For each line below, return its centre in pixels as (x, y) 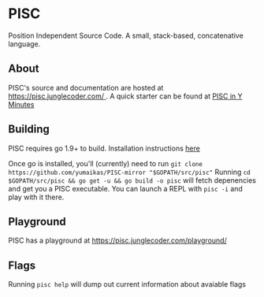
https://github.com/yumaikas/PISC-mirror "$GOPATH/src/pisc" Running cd (129, 172)
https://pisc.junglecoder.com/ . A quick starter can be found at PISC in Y (125, 96)
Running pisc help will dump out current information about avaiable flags (127, 284)
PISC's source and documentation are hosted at (86, 87)
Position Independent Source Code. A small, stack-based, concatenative (126, 35)
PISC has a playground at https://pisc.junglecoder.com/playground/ (117, 240)
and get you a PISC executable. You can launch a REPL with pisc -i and (125, 188)
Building (29, 130)
